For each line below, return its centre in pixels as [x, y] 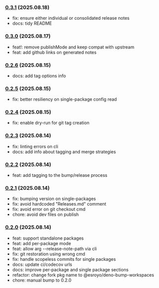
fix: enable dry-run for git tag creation [51, 123]
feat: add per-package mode [42, 243]
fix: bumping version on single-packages [54, 199]
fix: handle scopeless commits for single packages [64, 259]
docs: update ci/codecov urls [42, 264]
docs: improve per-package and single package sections [70, 269]
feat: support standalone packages [48, 238]
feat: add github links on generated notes [54, 52]
